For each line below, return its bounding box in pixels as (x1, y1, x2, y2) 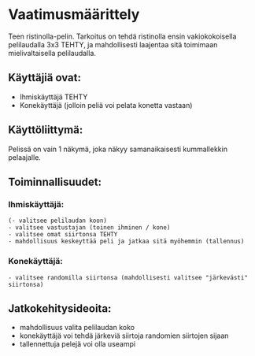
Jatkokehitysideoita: (8, 302, 112, 315)
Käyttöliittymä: (8, 124, 83, 137)
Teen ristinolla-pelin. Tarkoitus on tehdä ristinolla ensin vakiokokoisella (8, 32, 237, 41)
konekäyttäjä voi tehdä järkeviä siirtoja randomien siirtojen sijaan (19, 331, 229, 340)
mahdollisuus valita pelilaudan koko (19, 323, 135, 332)
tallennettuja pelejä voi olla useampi (19, 339, 136, 349)
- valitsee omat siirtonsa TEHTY (8, 231, 118, 239)
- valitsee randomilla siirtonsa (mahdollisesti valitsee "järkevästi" (8, 273, 248, 281)
